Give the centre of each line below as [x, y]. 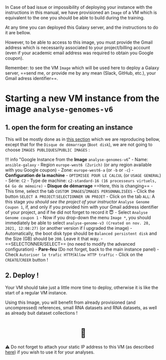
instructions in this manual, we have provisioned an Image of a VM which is [81, 12]
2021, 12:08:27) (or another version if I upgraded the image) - [69, 228]
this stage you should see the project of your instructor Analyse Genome [77, 202]
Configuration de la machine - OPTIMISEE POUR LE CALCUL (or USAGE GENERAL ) [83, 175]
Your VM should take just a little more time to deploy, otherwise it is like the [82, 287]
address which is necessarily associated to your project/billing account [78, 47]
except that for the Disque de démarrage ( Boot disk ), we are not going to [79, 144]
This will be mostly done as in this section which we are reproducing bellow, [83, 139]
